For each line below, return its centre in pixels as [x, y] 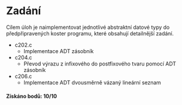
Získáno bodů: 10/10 [32, 96]
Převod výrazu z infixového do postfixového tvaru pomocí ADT [100, 64]
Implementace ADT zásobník [58, 51]
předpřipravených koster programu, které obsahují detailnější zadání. [90, 33]
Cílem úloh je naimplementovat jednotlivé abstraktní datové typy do [88, 27]
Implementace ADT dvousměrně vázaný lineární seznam [92, 82]
